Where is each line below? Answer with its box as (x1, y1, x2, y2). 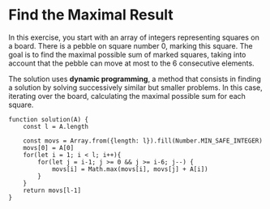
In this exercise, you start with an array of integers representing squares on (8, 32, 259, 42)
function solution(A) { (8, 115, 89, 123)
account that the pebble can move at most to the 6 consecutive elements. (8, 58, 255, 68)
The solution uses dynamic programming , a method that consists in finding (8, 74, 262, 83)
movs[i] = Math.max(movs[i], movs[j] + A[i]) (51, 164, 208, 173)
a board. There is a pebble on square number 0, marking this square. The (8, 41, 253, 50)
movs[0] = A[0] (23, 143, 75, 151)
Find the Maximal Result (8, 6, 174, 24)
